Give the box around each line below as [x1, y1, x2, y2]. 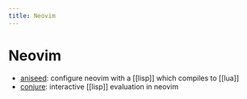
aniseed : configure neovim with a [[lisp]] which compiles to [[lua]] [19, 73, 240, 83]
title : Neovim [8, 11, 57, 20]
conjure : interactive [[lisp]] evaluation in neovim [19, 81, 179, 91]
